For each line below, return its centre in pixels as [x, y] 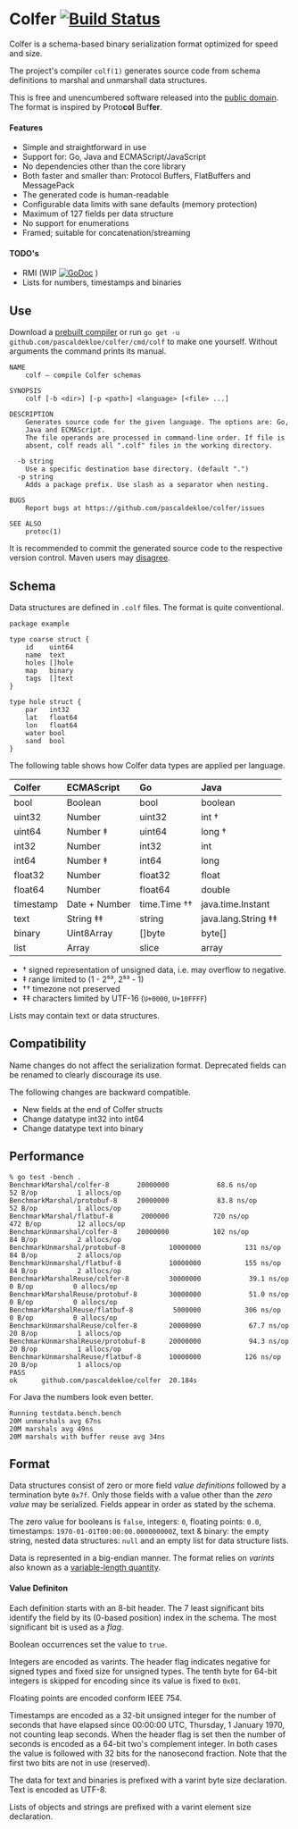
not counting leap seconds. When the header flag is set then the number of [148, 1734]
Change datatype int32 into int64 [83, 1119]
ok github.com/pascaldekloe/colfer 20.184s [103, 1380]
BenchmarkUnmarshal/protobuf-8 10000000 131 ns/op [145, 1247]
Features [26, 127]
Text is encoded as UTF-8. [58, 1789]
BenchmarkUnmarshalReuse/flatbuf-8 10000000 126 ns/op [145, 1357]
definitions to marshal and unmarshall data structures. [108, 80]
